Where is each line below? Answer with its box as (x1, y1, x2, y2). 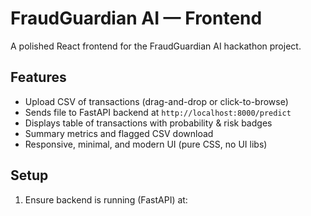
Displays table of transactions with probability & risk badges (24, 117, 273, 129)
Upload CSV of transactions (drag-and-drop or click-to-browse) (24, 95, 289, 107)
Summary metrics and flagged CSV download (24, 127, 214, 139)
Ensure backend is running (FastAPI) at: (24, 193, 188, 206)
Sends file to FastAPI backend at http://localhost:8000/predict (24, 106, 292, 118)
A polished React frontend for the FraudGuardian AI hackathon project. (10, 40, 302, 52)
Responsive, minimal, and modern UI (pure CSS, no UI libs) (24, 138, 268, 150)
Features (10, 69, 67, 86)
